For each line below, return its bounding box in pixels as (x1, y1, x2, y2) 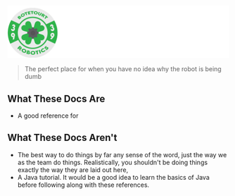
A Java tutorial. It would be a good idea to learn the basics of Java (17, 173, 210, 181)
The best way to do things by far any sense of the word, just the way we (17, 150, 227, 159)
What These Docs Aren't (7, 132, 118, 144)
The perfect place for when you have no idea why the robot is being (24, 65, 222, 73)
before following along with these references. (17, 180, 150, 189)
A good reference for (17, 111, 79, 120)
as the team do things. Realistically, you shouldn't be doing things (17, 158, 208, 166)
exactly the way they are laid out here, (17, 165, 129, 174)
